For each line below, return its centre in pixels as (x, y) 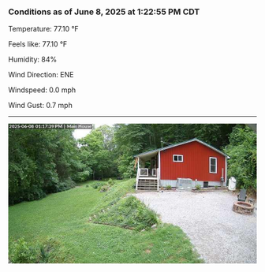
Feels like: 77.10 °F (38, 44)
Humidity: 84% (33, 60)
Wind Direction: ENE (41, 75)
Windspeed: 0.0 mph (42, 90)
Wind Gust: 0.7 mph (40, 106)
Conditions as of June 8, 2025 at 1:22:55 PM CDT (104, 12)
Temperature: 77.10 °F (43, 29)
